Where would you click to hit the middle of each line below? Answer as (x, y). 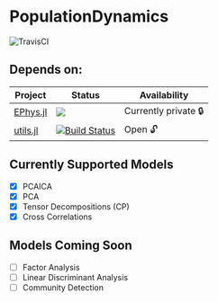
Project (31, 94)
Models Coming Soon (71, 246)
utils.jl (26, 130)
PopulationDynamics (89, 17)
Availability (164, 94)
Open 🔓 (141, 129)
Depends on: (46, 70)
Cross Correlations (57, 217)
